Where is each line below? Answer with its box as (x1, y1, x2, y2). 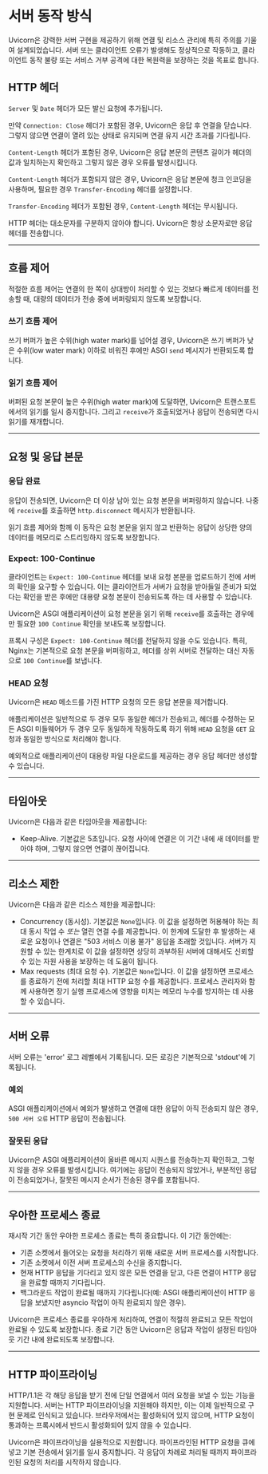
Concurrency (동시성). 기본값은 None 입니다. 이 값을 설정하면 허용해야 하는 (19, 917, 250, 927)
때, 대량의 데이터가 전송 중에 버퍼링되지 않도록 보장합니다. (22, 294, 202, 303)
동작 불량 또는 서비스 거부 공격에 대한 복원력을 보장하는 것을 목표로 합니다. (29, 55, 259, 65)
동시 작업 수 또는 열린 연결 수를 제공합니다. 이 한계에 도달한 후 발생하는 (28, 927, 247, 936)
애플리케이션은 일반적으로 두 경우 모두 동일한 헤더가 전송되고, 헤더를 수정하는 (8, 714, 247, 724)
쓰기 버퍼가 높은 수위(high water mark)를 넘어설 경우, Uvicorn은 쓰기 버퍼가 (8, 335, 246, 345)
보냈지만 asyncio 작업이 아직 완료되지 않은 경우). (34, 1298, 187, 1307)
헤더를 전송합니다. (8, 228, 65, 238)
